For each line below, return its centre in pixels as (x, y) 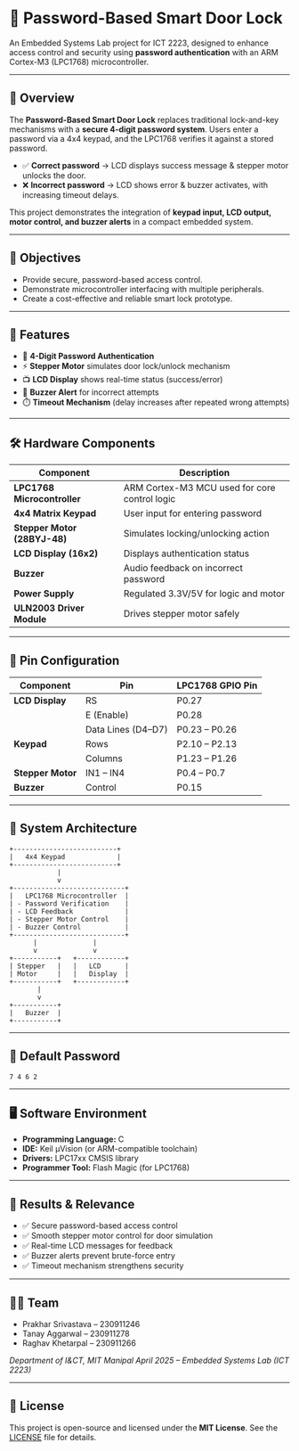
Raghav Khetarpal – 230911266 (79, 1343)
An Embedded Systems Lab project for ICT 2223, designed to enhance (139, 43)
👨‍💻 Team (34, 1303)
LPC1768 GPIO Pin (217, 685)
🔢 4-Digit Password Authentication (88, 357)
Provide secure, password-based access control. (112, 279)
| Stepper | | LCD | (69, 966)
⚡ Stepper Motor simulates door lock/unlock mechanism (126, 366)
